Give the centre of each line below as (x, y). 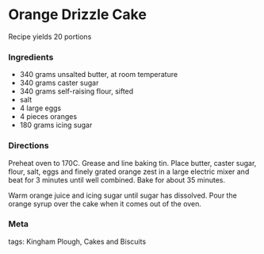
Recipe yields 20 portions (50, 37)
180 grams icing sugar (56, 125)
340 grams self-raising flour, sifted (77, 91)
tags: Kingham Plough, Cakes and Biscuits (77, 241)
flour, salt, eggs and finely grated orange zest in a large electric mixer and (129, 171)
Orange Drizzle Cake (77, 15)
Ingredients (31, 57)
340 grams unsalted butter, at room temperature (99, 75)
